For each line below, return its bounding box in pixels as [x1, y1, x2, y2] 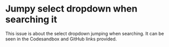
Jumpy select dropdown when [5, 3, 138, 15]
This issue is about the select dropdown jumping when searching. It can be [5, 30, 164, 36]
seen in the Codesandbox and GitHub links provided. [5, 36, 117, 42]
